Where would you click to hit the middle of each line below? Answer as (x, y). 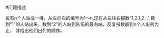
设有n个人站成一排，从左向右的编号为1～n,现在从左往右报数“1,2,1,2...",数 (80, 18)
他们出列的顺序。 (47, 30)
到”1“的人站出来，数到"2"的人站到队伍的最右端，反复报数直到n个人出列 (80, 24)
